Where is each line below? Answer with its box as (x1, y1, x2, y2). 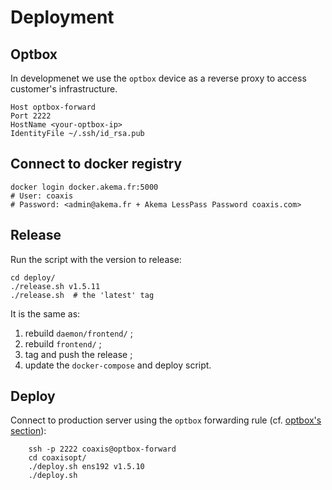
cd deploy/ (10, 272, 56, 283)
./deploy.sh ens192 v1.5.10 (28, 462, 145, 472)
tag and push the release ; (24, 348, 133, 360)
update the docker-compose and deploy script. (24, 359, 212, 371)
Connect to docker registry (10, 156, 183, 173)
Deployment (10, 6, 115, 29)
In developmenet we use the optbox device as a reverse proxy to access (10, 72, 307, 84)
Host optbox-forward (10, 102, 97, 112)
